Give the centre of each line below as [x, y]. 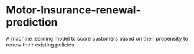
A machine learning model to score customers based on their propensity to [97, 38]
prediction [32, 22]
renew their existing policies [40, 45]
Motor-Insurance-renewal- [74, 10]
